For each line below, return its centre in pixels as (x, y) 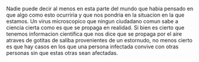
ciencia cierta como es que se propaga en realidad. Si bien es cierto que (95, 27)
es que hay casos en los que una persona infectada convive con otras (92, 46)
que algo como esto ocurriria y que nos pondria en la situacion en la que (95, 15)
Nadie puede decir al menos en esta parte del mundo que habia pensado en (100, 9)
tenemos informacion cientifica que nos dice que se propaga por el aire (94, 34)
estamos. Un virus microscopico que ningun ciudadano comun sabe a (92, 21)
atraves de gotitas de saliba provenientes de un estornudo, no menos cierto (99, 40)
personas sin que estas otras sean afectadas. (62, 53)
